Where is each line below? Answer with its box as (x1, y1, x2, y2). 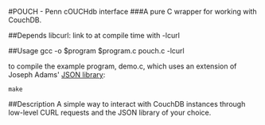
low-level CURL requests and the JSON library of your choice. (8, 107, 212, 117)
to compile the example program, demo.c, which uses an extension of (8, 61, 237, 71)
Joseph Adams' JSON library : (8, 70, 106, 79)
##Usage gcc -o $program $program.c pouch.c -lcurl (8, 46, 185, 55)
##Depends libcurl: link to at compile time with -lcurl (8, 31, 181, 40)
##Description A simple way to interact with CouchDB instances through (8, 100, 246, 108)
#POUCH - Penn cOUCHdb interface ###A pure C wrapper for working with (8, 7, 257, 16)
